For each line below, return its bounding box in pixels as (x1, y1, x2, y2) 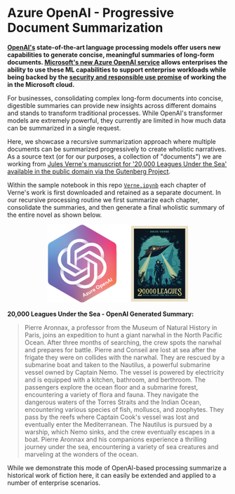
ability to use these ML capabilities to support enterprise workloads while (7, 65, 227, 74)
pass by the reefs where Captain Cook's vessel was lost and (24, 413, 199, 421)
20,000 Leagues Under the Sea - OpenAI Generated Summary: (7, 309, 194, 318)
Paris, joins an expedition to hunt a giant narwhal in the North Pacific (24, 331, 222, 339)
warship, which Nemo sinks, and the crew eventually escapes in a (24, 427, 215, 436)
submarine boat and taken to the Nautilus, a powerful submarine (24, 360, 210, 369)
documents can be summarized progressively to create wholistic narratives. (7, 145, 227, 153)
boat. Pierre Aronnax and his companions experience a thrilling (24, 435, 207, 443)
